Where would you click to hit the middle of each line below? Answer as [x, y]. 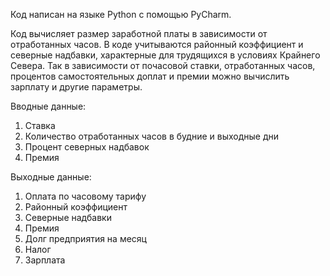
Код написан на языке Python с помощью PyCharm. [121, 14]
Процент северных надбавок [87, 147]
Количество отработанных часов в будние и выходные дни [152, 136]
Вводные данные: [48, 106]
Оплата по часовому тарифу [85, 196]
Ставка [40, 125]
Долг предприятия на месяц [85, 238]
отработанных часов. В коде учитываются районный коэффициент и [157, 44]
